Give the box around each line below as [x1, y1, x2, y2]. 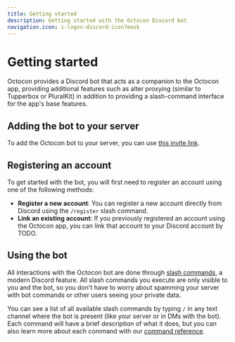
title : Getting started [7, 10, 77, 18]
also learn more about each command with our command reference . [7, 326, 205, 335]
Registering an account [7, 159, 112, 171]
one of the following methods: [7, 185, 94, 194]
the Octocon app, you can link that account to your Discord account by [17, 221, 224, 230]
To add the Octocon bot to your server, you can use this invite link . [7, 139, 201, 147]
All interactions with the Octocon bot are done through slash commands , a [7, 268, 223, 276]
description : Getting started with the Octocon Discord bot [7, 17, 188, 24]
